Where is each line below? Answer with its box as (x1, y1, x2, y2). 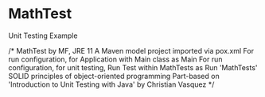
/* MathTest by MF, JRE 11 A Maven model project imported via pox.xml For (8, 46, 255, 55)
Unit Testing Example (8, 31, 78, 40)
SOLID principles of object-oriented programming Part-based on (8, 71, 220, 80)
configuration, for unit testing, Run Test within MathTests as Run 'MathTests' (8, 62, 258, 72)
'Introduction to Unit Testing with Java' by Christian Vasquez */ (8, 80, 215, 89)
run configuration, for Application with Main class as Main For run (8, 54, 223, 64)
